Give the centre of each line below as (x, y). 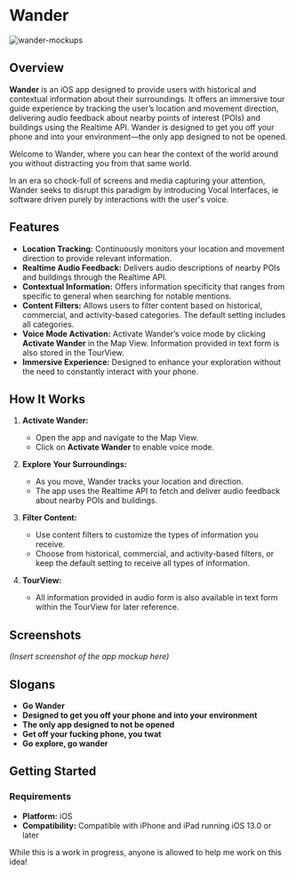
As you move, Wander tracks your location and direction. (140, 481)
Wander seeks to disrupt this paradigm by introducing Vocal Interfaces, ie (144, 190)
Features (34, 227)
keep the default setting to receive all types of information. (143, 563)
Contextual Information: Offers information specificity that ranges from (153, 286)
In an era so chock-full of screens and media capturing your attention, (137, 180)
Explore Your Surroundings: (74, 465)
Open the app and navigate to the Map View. (117, 438)
